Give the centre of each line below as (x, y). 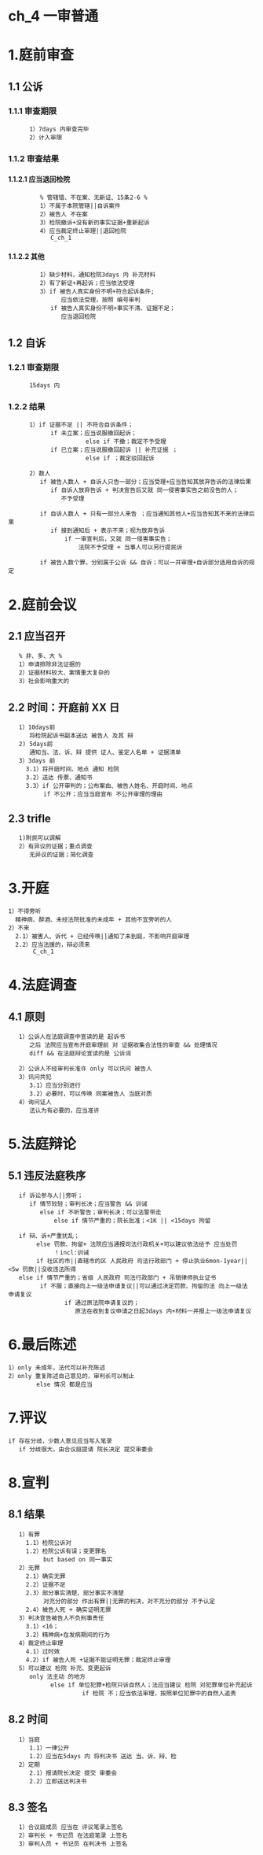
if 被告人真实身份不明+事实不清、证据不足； (113, 309)
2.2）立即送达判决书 (58, 1781)
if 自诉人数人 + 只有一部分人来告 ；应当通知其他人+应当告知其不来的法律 (144, 514)
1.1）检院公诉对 (49, 1543)
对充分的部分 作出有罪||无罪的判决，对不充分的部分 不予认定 (129, 1601)
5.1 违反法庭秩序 (47, 1175)
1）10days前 (37, 728)
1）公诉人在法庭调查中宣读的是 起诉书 (72, 1037)
